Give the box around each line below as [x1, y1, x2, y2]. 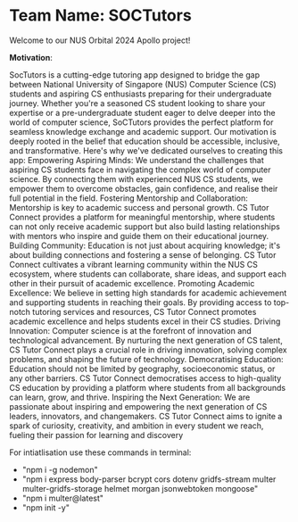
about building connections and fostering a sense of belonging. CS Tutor [9, 249, 277, 260]
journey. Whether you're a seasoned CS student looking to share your [9, 97, 266, 108]
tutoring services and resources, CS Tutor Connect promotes [32, 306, 257, 317]
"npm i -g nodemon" [21, 464, 98, 475]
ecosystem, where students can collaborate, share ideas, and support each [9, 269, 287, 279]
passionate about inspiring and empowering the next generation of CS [9, 401, 268, 411]
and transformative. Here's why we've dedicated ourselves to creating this [9, 145, 284, 156]
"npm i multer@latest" [21, 493, 104, 503]
